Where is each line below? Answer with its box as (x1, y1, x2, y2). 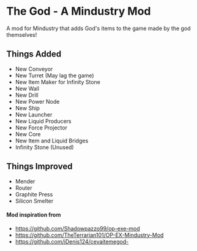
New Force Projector (15, 124, 67, 131)
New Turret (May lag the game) (15, 72, 94, 79)
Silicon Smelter (15, 197, 54, 204)
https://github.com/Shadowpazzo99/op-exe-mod (15, 225, 141, 232)
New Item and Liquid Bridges (15, 137, 89, 144)
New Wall (15, 85, 40, 92)
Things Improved (6, 161, 73, 172)
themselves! (6, 31, 37, 38)
